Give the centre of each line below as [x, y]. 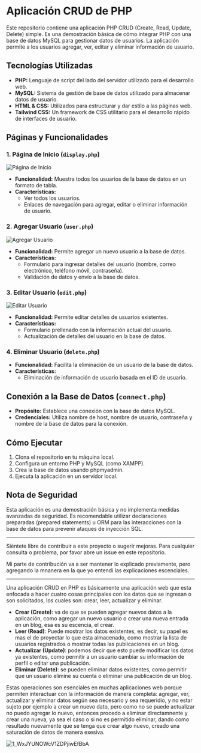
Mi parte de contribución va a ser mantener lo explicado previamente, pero [98, 564]
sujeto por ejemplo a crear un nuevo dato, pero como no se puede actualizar [100, 706]
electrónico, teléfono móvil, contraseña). [74, 270]
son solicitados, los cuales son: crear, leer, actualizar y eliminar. [84, 600]
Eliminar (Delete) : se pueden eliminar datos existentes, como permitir [100, 669]
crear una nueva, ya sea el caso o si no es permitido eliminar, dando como [98, 719]
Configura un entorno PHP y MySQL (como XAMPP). [80, 463]
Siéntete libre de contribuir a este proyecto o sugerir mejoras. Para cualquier [100, 546]
